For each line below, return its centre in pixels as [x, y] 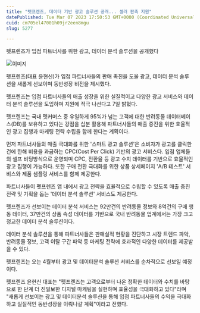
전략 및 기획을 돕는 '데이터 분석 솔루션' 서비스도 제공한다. [72, 194]
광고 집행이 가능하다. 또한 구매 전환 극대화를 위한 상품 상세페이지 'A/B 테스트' [96, 167]
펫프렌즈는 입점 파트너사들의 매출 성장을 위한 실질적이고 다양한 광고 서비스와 [94, 96]
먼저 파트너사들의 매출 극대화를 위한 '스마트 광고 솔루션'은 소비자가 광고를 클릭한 [99, 144]
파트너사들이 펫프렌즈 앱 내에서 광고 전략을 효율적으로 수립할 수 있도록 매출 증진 [98, 187]
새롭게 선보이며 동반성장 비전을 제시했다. [64, 84]
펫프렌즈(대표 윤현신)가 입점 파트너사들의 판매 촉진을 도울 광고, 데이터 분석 [92, 76]
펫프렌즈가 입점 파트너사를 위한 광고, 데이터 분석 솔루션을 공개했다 [82, 51]
